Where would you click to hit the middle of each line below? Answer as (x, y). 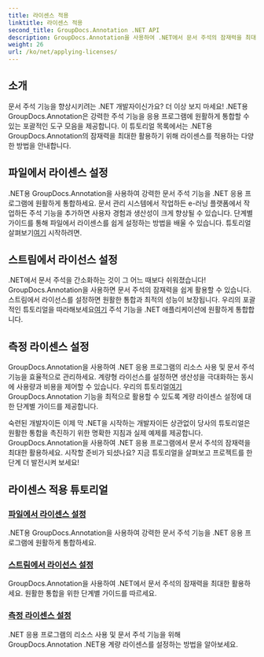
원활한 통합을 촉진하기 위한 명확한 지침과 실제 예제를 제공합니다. (106, 433)
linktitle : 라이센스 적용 (46, 23)
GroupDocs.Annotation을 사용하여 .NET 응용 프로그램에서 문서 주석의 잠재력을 (130, 443)
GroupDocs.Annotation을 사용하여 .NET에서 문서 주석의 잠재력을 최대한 (119, 584)
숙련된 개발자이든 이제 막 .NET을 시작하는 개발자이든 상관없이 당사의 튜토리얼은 (129, 423)
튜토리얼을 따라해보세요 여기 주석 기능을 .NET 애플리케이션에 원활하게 (128, 310)
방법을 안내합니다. (44, 146)
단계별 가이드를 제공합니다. (57, 407)
